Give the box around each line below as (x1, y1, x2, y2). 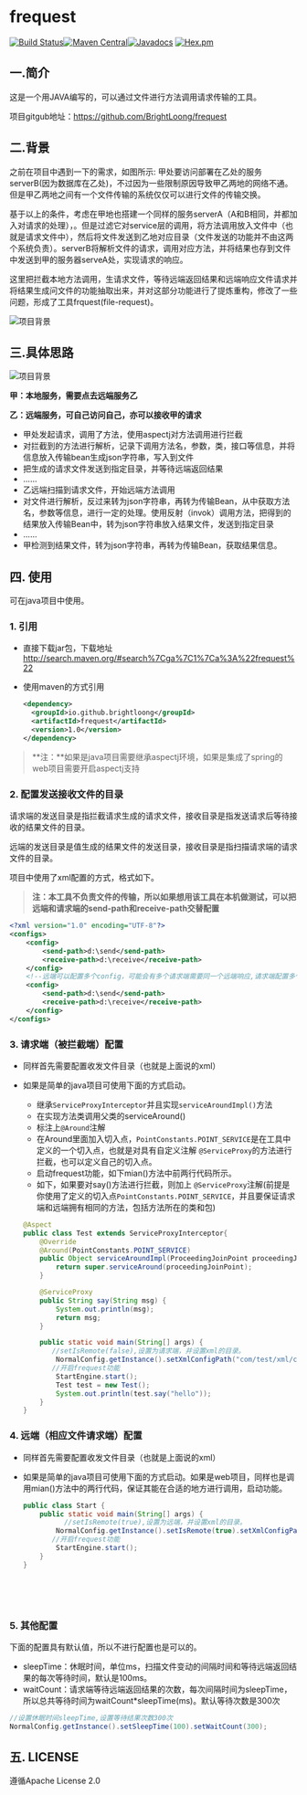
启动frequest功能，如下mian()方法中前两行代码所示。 (36, 1167, 237, 1178)
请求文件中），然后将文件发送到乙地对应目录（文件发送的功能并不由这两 (25, 231, 294, 242)
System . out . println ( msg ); (56, 1304, 154, 1314)
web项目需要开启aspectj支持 (31, 763, 140, 774)
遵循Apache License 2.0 (9, 1775, 101, 1787)
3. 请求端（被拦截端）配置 (9, 1038, 124, 1051)
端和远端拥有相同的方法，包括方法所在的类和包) (36, 1201, 217, 1212)
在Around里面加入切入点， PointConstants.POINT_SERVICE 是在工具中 (36, 1133, 291, 1144)
